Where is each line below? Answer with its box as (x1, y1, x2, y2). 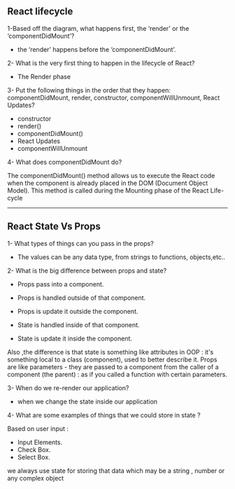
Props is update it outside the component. (17, 307, 138, 315)
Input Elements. (17, 438, 63, 446)
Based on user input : (7, 424, 69, 433)
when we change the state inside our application (17, 397, 158, 406)
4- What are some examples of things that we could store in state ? (7, 411, 201, 419)
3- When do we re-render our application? (7, 383, 129, 392)
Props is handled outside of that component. (17, 294, 146, 302)
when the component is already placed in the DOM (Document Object (7, 179, 208, 187)
